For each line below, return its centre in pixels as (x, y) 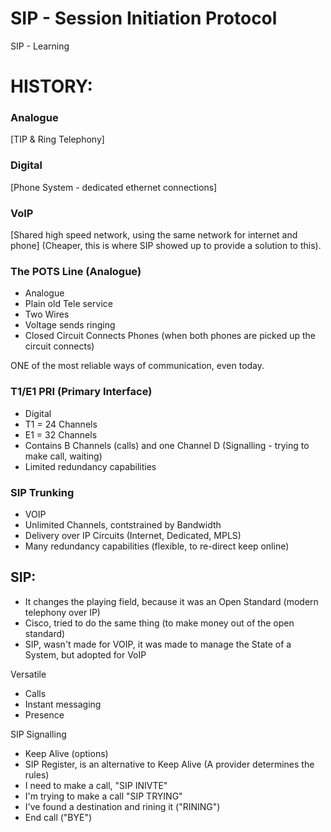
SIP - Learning (40, 46)
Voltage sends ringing (70, 325)
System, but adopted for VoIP (85, 654)
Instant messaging (63, 704)
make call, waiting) (63, 456)
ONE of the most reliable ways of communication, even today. (137, 366)
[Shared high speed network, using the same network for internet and (154, 235)
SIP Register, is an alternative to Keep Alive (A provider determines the (169, 764)
